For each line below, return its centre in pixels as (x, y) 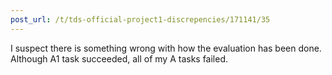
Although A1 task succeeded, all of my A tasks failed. (119, 58)
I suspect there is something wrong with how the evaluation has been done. (166, 48)
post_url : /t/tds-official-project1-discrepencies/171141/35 (140, 19)
